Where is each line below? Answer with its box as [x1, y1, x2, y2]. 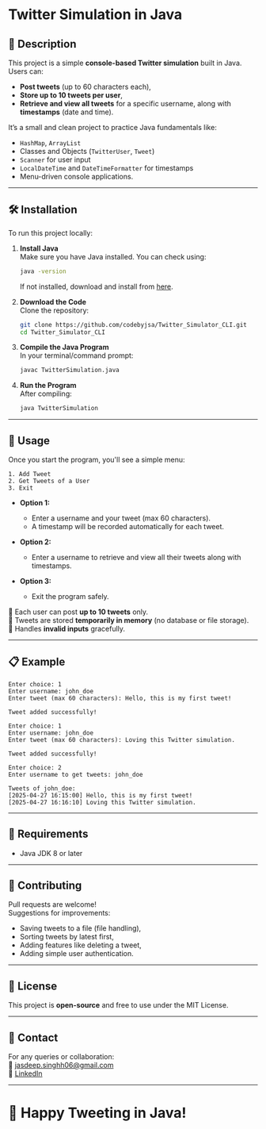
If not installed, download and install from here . [19, 282, 174, 291]
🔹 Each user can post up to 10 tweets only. [8, 607, 149, 616]
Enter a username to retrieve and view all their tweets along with [31, 553, 241, 562]
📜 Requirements [8, 828, 89, 841]
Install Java [19, 244, 59, 253]
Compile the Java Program [19, 343, 109, 352]
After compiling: [19, 389, 73, 398]
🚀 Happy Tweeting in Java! [8, 1104, 187, 1122]
